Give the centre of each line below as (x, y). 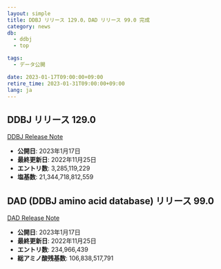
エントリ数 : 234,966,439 (52, 249)
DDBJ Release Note (35, 137)
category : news (29, 26)
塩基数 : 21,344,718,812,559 (55, 177)
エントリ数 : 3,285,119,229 (54, 168)
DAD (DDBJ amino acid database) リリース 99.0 (110, 201)
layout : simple (29, 13)
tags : (15, 58)
